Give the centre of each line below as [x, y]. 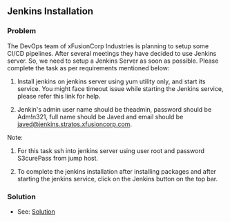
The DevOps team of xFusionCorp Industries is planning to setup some [108, 46]
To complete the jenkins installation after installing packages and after [116, 171]
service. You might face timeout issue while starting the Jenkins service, [120, 88]
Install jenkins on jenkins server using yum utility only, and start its [111, 81]
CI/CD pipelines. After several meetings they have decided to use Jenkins [112, 53]
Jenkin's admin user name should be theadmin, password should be [114, 109]
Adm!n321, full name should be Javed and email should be [100, 117]
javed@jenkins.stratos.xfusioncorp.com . [75, 124]
